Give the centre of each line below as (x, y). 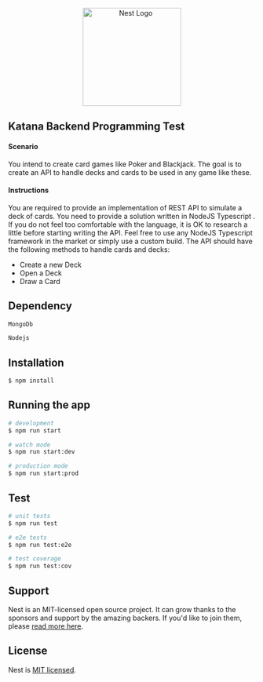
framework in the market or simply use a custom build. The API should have (130, 241)
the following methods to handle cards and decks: (89, 249)
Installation (36, 362)
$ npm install (31, 381)
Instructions (29, 190)
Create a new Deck (51, 264)
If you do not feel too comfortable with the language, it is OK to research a (128, 224)
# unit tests (29, 516)
